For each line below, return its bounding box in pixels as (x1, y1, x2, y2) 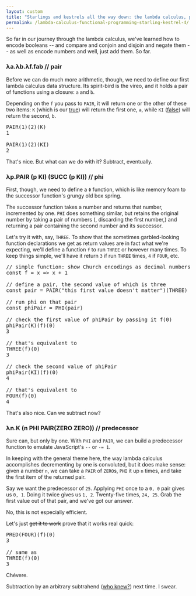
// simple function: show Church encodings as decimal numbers (6, 263, 191, 270)
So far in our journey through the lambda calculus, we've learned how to (6, 36, 180, 43)
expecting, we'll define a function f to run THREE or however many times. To (6, 246, 187, 253)
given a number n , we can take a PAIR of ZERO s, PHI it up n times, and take (6, 467, 182, 475)
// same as (6, 549, 37, 556)
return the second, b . (6, 112, 57, 119)
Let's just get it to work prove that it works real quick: (6, 520, 134, 527)
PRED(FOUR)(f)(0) (6, 532, 55, 538)
